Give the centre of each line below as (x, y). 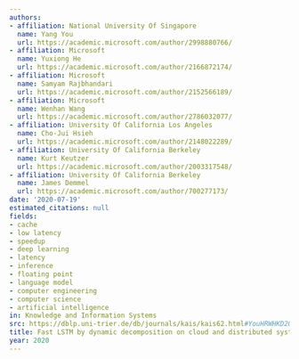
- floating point (41, 274)
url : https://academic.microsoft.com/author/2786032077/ (125, 117)
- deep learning (39, 249)
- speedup (28, 241)
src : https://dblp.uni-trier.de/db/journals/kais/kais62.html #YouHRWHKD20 (151, 324)
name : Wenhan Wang (52, 109)
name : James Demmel (53, 184)
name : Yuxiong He (49, 59)
